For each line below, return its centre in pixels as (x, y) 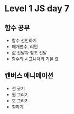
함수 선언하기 (24, 40)
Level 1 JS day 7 (37, 9)
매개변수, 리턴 (25, 46)
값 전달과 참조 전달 (29, 53)
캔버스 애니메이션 (29, 76)
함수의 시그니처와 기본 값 (35, 59)
